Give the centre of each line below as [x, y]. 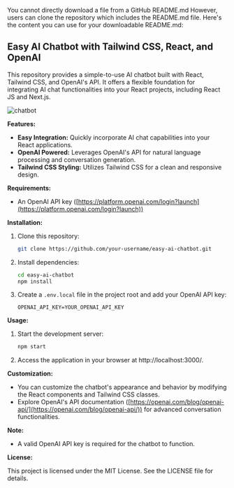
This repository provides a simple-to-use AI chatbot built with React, [105, 74]
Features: [22, 124]
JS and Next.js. [29, 96]
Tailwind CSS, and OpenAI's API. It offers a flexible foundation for [101, 82]
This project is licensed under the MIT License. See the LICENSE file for [110, 471]
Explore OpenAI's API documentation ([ [74, 402]
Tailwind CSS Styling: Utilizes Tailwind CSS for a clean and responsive [119, 167]
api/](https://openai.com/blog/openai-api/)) [80, 409]
